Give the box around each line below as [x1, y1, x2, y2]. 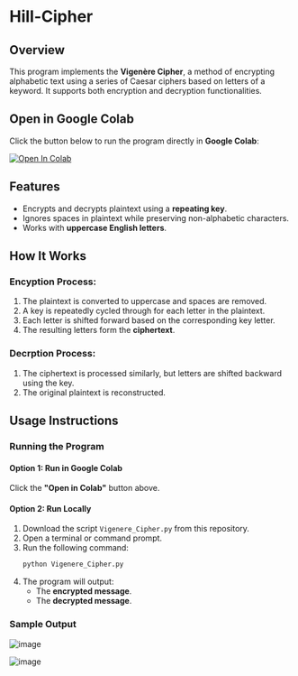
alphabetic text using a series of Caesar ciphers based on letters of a [9, 76, 266, 87]
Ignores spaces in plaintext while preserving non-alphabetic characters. [22, 212, 290, 223]
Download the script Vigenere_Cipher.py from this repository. [22, 523, 250, 534]
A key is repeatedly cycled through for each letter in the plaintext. [22, 305, 266, 317]
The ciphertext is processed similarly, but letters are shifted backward [22, 367, 282, 378]
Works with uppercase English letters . [22, 222, 167, 233]
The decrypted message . [35, 596, 132, 607]
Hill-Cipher [9, 6, 94, 27]
